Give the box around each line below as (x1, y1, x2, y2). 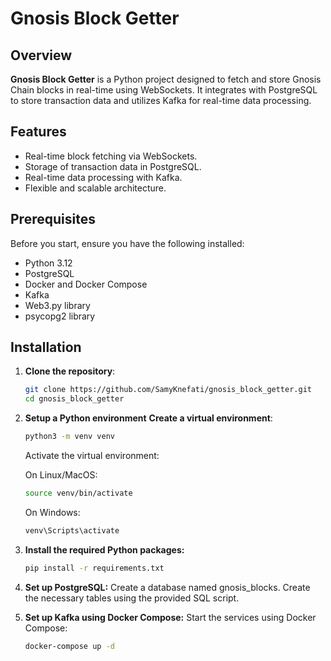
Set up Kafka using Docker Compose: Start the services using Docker (24, 611, 317, 623)
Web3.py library (24, 299, 91, 311)
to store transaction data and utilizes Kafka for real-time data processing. (10, 95, 312, 106)
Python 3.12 (24, 257, 73, 269)
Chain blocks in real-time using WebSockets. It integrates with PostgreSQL (10, 84, 318, 96)
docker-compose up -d (24, 641, 115, 651)
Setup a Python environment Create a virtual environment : (24, 412, 273, 424)
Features (10, 123, 67, 141)
